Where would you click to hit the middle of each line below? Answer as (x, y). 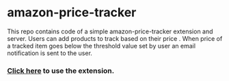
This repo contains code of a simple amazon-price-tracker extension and (110, 31)
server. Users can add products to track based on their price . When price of (115, 38)
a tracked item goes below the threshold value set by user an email (102, 46)
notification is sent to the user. (50, 53)
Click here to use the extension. (61, 71)
